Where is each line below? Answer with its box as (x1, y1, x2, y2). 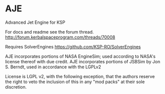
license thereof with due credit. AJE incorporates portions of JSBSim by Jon (5, 58, 161, 64)
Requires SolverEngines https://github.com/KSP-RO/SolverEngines (5, 44, 141, 49)
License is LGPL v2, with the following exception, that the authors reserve (5, 73, 155, 79)
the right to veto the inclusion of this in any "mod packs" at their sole (5, 79, 145, 85)
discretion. (5, 84, 27, 90)
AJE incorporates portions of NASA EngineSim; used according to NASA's (5, 53, 156, 59)
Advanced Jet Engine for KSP (5, 19, 66, 25)
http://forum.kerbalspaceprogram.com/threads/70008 (5, 34, 115, 40)
